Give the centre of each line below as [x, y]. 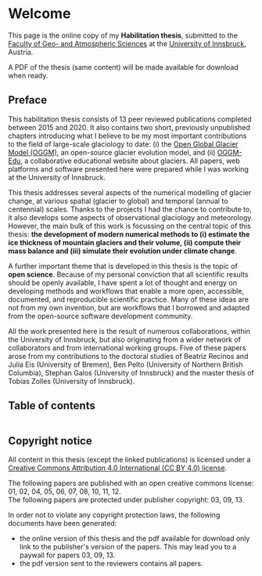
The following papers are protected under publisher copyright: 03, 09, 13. [126, 500]
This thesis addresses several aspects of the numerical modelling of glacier [130, 192]
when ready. [28, 75]
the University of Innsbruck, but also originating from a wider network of [124, 339]
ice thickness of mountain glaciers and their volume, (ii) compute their [125, 242]
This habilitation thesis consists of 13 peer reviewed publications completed [130, 119]
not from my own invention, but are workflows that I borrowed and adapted [129, 307]
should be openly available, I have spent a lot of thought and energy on [122, 282]
